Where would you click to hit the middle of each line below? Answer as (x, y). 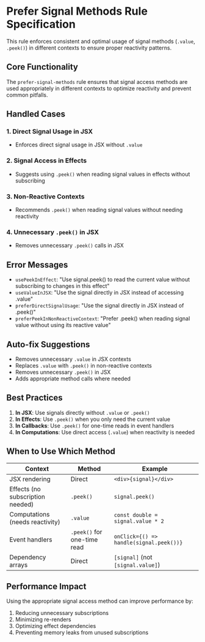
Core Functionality (42, 67)
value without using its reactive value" (63, 325)
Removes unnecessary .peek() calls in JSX (69, 246)
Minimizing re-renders (43, 619)
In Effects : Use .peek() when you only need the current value (93, 419)
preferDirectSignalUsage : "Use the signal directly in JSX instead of (99, 306)
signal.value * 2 (139, 521)
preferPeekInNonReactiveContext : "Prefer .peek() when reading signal (103, 319)
